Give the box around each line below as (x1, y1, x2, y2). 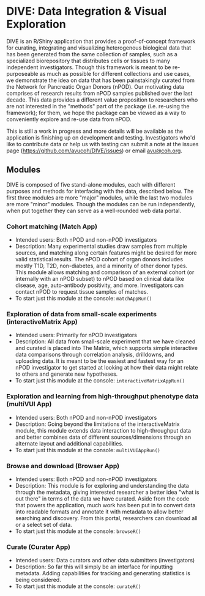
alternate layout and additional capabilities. (15, 439, 124, 447)
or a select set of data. (15, 521, 72, 528)
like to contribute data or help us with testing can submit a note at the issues (6, 140, 199, 147)
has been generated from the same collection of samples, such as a (6, 50, 177, 58)
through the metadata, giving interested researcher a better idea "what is (15, 488, 199, 496)
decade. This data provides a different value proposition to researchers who (6, 96, 198, 103)
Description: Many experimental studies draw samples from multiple (15, 243, 188, 250)
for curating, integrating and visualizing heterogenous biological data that (6, 44, 192, 51)
